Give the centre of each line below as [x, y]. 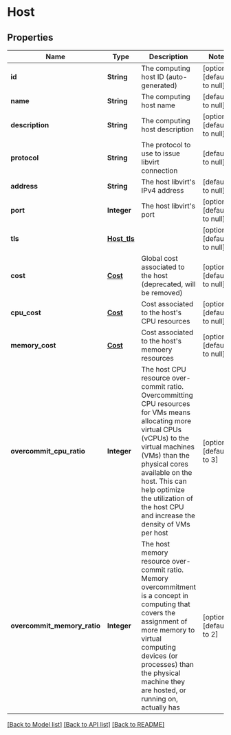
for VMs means [166, 412]
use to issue [161, 153]
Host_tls [121, 238]
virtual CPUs [162, 429]
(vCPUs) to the [165, 438]
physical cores [165, 464]
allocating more [166, 421]
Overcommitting [167, 395]
